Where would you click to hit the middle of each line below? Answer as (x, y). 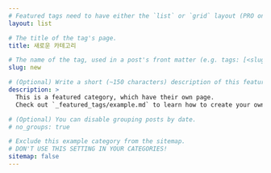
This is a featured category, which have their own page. (115, 97)
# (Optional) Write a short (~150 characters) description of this (124, 82)
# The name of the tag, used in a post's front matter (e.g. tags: (124, 60)
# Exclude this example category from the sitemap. (97, 141)
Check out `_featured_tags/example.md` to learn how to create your (133, 105)
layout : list (30, 23)
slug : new (25, 68)
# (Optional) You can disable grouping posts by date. (102, 119)
